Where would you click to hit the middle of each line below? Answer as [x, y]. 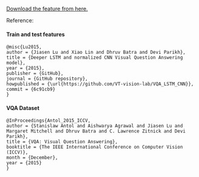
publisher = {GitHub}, [35, 74]
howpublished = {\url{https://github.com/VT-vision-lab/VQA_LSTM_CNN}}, [100, 84]
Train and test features [35, 34]
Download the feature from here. [47, 9]
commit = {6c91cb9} [31, 89]
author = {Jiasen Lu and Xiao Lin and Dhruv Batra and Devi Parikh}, [96, 53]
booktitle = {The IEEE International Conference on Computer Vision [95, 147]
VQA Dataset [23, 108]
